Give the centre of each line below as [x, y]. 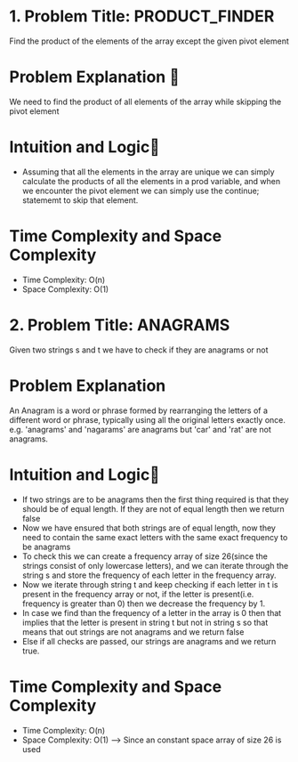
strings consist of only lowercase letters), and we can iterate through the [155, 565]
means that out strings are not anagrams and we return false [133, 632]
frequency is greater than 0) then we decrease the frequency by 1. [144, 604]
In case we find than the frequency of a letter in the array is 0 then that [152, 612]
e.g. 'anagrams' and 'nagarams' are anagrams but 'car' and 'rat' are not [140, 429]
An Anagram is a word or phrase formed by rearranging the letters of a [139, 410]
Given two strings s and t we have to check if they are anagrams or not [139, 350]
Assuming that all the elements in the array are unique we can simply [148, 172]
